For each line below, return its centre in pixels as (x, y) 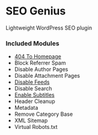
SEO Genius (36, 11)
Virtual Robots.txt (36, 127)
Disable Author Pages (41, 69)
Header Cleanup (35, 101)
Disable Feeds (32, 82)
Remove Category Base (44, 114)
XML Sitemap (31, 121)
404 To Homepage (38, 57)
